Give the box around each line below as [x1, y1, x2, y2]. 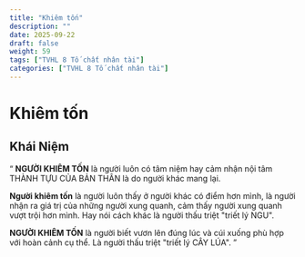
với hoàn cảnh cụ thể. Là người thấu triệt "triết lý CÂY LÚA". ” [9, 237, 238, 248]
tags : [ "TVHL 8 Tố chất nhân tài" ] [9, 55, 145, 64]
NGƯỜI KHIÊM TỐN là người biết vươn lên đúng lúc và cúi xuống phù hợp [9, 227, 284, 238]
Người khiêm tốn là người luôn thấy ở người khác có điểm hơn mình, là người [9, 190, 296, 201]
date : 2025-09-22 [9, 30, 76, 39]
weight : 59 [9, 47, 51, 56]
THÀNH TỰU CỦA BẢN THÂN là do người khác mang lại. [9, 173, 221, 183]
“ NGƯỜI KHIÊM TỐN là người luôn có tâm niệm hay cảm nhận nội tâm [9, 163, 273, 173]
